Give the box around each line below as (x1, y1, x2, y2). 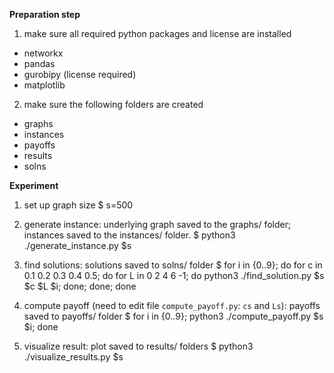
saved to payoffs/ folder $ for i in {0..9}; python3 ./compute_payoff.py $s (23, 310, 324, 322)
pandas (23, 58, 56, 69)
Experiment (9, 180, 59, 191)
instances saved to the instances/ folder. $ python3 (23, 229, 236, 241)
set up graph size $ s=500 (23, 199, 134, 211)
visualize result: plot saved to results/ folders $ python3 (23, 340, 254, 352)
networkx (23, 47, 64, 59)
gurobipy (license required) (23, 69, 137, 80)
